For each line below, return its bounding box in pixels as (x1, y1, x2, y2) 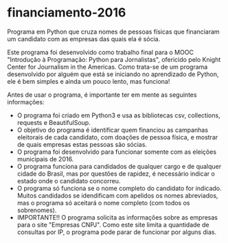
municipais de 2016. (16, 154, 74, 163)
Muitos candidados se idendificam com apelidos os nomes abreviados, (16, 191, 218, 200)
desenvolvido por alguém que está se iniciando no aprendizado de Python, (7, 70, 219, 78)
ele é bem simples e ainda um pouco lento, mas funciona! (7, 77, 170, 85)
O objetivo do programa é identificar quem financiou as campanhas (16, 126, 208, 134)
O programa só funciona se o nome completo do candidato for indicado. (16, 184, 222, 192)
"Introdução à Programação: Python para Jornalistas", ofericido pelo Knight (7, 55, 221, 63)
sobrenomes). (16, 206, 57, 214)
